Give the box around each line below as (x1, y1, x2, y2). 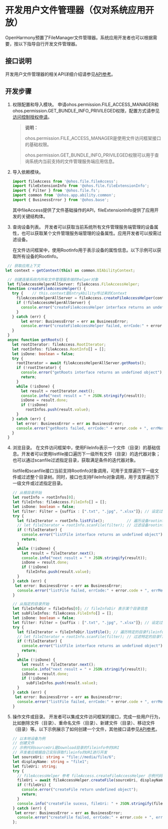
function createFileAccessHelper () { (7, 286, 86, 291)
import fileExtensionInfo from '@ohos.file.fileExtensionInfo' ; (12, 183, 149, 188)
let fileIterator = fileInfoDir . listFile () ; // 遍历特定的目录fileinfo (17, 629, 164, 634)
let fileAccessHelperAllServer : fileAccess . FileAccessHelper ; (7, 281, 140, 286)
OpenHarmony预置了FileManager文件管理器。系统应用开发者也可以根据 (5, 34, 153, 40)
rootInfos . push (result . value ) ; (25, 407, 91, 412)
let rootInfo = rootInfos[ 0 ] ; (12, 495, 76, 500)
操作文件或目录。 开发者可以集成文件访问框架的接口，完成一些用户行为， (12, 713, 163, 719)
